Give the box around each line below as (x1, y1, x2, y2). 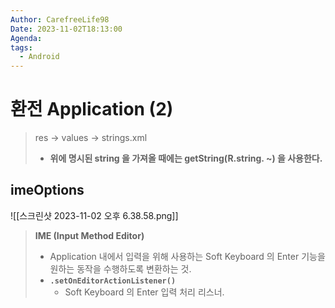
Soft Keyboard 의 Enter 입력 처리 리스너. (64, 286, 225, 298)
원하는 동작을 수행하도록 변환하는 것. (49, 262, 192, 275)
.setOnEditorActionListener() (49, 276, 177, 286)
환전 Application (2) (10, 98, 174, 121)
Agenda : (10, 33, 43, 43)
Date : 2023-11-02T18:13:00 (10, 24, 123, 34)
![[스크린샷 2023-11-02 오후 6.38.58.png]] (10, 209, 179, 221)
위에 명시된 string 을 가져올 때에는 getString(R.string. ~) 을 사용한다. (49, 152, 323, 165)
